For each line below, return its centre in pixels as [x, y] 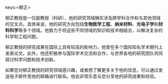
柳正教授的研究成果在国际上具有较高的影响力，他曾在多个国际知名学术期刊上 [84, 47]
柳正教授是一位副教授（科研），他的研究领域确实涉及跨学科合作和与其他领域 [83, 18]
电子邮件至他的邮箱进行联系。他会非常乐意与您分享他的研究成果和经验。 [84, 76]
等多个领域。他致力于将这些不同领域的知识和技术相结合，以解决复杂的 [90, 30]
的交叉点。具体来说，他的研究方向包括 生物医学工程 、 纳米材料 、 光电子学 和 [82, 24]
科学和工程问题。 [23, 37]
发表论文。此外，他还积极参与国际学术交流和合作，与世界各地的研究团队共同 [84, 53]
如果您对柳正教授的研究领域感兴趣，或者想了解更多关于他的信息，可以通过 [82, 70]
